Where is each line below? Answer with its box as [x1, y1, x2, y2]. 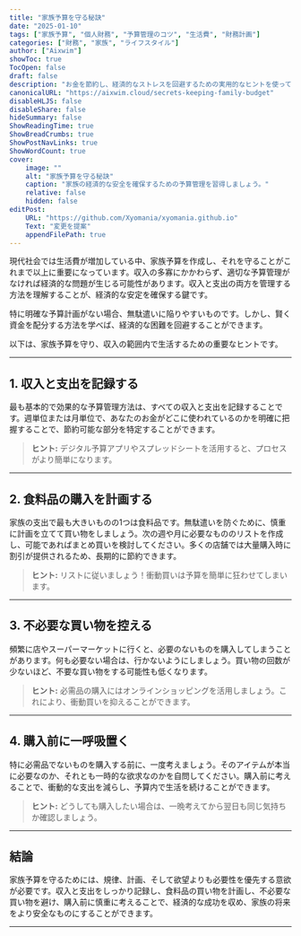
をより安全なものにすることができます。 [9, 908, 159, 919]
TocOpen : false [9, 64, 66, 73]
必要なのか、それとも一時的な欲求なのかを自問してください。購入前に [16, 770, 276, 781]
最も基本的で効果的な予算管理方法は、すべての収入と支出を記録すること [9, 401, 276, 413]
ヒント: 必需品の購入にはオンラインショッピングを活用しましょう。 [30, 685, 279, 695]
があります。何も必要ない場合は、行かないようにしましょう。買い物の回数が [9, 654, 291, 665]
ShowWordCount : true [9, 146, 87, 155]
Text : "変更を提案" [25, 222, 91, 231]
